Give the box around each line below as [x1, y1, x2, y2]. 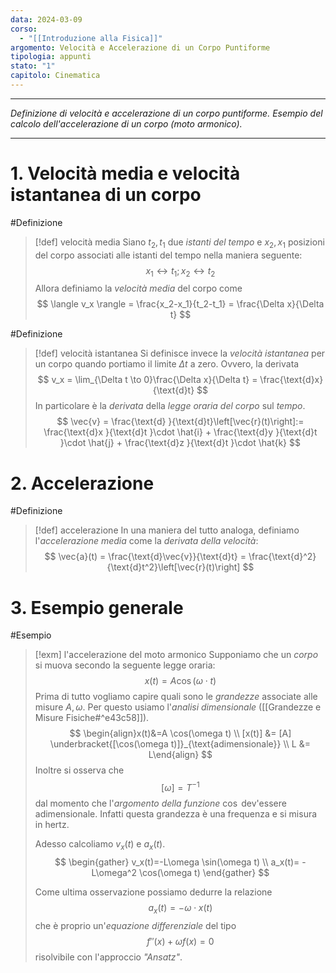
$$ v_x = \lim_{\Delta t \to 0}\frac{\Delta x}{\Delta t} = [37, 374, 258, 386]
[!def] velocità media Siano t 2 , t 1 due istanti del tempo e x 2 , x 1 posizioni [34, 236, 325, 250]
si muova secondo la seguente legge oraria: [34, 659, 216, 671]
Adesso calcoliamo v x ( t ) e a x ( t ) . [34, 837, 166, 852]
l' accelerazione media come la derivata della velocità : [34, 535, 259, 547]
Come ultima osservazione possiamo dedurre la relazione [34, 886, 273, 898]
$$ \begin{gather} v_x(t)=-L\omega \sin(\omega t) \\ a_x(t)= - [54, 856, 307, 868]
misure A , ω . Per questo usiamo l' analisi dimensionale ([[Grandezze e [34, 701, 322, 713]
